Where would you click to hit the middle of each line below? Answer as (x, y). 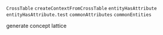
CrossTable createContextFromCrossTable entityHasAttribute (81, 8)
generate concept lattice (37, 26)
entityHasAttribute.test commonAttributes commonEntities (79, 15)
